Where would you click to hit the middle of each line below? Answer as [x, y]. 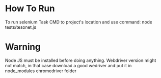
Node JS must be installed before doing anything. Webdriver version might [80, 60]
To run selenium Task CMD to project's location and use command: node [79, 22]
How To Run [30, 9]
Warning [23, 47]
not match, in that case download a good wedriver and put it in [68, 65]
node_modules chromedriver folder [41, 71]
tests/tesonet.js [21, 27]
